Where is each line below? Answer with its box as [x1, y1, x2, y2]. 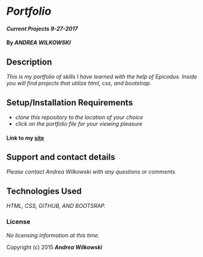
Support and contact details [6, 152, 115, 162]
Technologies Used [6, 186, 82, 196]
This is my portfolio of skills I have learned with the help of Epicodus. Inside [6, 73, 197, 80]
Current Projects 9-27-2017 [6, 25, 79, 32]
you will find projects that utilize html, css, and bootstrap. [6, 80, 151, 87]
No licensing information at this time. [6, 231, 100, 239]
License [6, 218, 31, 226]
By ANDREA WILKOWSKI [6, 39, 71, 47]
